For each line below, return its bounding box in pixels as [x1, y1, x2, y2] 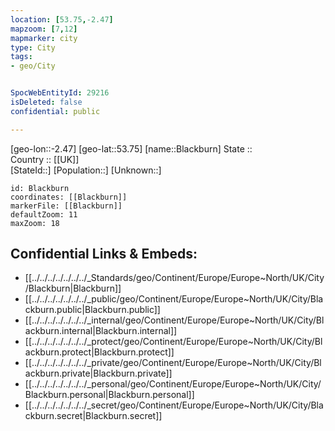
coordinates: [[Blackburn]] [10, 192, 128, 202]
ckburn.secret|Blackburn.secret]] [24, 410, 163, 422]
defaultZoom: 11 [10, 209, 78, 220]
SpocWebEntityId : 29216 [10, 88, 110, 98]
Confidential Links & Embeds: [10, 246, 198, 263]
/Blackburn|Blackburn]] [24, 282, 122, 295]
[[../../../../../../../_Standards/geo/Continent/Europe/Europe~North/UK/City [24, 272, 325, 284]
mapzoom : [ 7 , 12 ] [10, 24, 78, 34]
